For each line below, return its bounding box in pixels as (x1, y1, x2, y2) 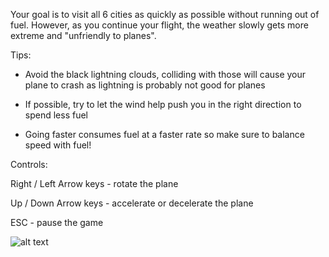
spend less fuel (24, 109, 88, 121)
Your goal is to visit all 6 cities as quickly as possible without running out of (10, 9, 320, 20)
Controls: (10, 159, 48, 170)
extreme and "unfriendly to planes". (10, 30, 157, 41)
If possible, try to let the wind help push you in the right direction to (24, 99, 302, 110)
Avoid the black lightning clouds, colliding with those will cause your (24, 69, 307, 80)
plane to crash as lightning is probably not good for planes (24, 79, 266, 91)
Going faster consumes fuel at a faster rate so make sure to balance (24, 129, 305, 140)
